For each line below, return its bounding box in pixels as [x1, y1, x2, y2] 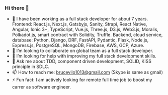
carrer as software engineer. [12, 84, 71, 90]
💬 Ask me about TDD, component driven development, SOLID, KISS [12, 58, 152, 64]
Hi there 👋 [5, 4, 30, 11]
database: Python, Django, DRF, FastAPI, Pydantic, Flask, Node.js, [12, 37, 149, 43]
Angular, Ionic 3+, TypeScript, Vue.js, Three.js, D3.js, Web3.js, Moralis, [12, 26, 159, 32]
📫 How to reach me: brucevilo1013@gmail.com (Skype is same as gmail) [12, 69, 163, 75]
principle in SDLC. [12, 63, 50, 69]
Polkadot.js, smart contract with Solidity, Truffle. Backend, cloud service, [12, 32, 163, 38]
